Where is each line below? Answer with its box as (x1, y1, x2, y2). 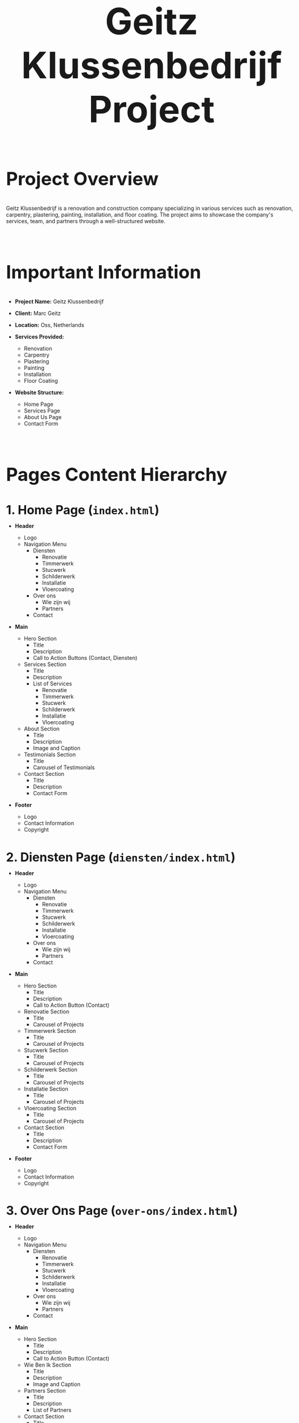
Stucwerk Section (24, 1046, 69, 1054)
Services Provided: (15, 333, 64, 340)
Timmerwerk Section (24, 1027, 76, 1034)
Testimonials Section (24, 750, 76, 758)
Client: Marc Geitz (15, 310, 61, 317)
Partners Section (24, 1387, 66, 1394)
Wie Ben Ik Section (24, 1361, 72, 1368)
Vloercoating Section (24, 1105, 77, 1112)
